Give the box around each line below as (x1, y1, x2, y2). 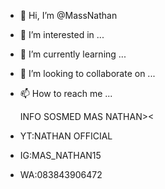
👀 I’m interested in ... (19, 29, 105, 40)
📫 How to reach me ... (19, 88, 113, 99)
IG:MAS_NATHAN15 (19, 150, 102, 161)
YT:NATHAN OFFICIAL (19, 130, 113, 142)
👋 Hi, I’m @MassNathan (19, 10, 118, 21)
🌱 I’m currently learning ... (19, 48, 127, 60)
